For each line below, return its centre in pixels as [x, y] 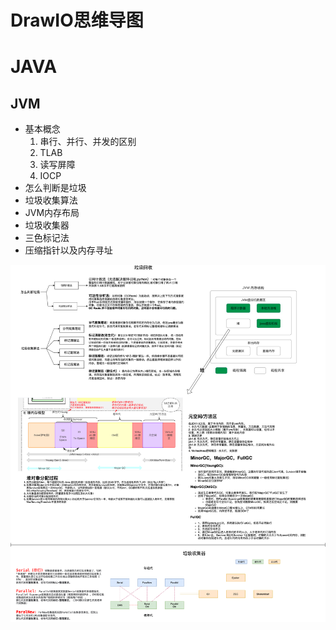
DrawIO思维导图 [77, 20]
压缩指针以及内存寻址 [68, 250]
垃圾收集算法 [51, 200]
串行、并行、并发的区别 [88, 142]
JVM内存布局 [52, 213]
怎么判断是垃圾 [55, 188]
